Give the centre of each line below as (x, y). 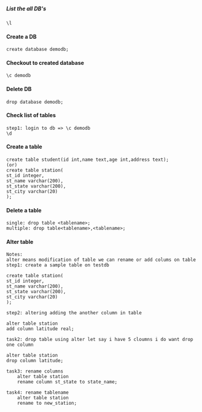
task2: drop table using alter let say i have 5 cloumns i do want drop (100, 340)
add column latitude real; (40, 329)
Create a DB (21, 36)
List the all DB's (26, 8)
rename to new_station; (47, 404)
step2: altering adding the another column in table (74, 313)
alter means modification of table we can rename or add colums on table (101, 260)
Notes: (15, 255)
